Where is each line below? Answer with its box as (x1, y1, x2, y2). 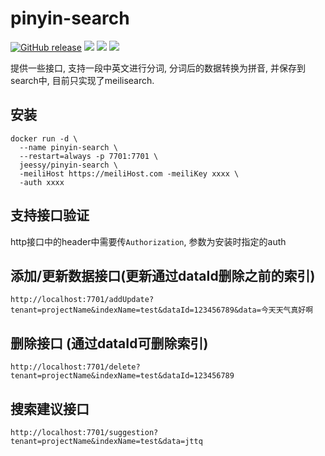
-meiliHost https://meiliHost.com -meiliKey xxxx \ (19, 168, 240, 179)
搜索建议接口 (10, 400, 90, 417)
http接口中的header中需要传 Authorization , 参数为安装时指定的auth (10, 235, 287, 247)
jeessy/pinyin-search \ (19, 160, 118, 170)
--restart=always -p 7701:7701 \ (19, 151, 159, 161)
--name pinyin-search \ (19, 142, 118, 152)
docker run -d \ (10, 133, 78, 144)
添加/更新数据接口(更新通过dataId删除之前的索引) (10, 267, 316, 284)
